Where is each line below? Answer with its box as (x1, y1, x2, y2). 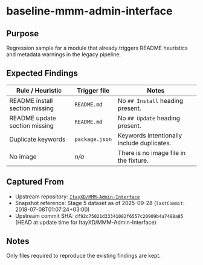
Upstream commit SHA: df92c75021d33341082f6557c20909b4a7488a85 (14, 212, 184, 219)
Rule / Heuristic (16, 86, 62, 94)
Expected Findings (6, 68, 79, 79)
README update (9, 114, 56, 122)
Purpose (6, 28, 39, 39)
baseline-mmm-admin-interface (6, 4, 173, 18)
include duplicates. (117, 139, 172, 147)
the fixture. (117, 156, 149, 165)
